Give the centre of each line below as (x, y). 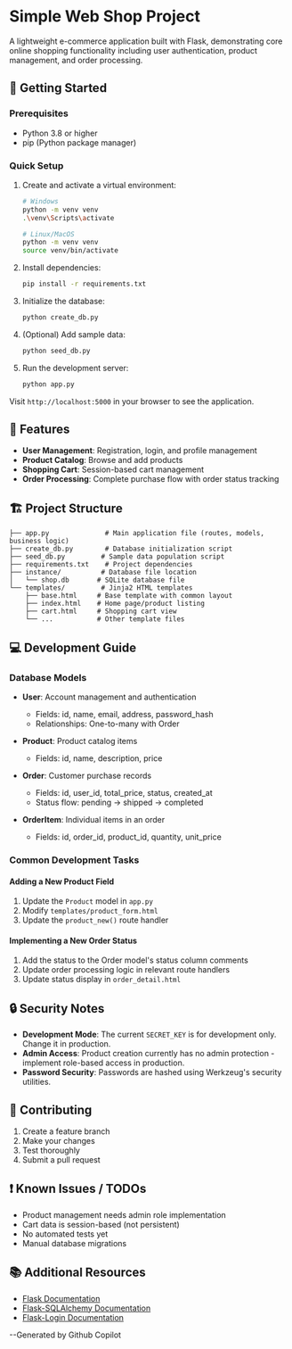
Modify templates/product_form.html (90, 911)
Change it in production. (66, 1044)
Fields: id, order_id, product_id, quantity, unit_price (129, 837)
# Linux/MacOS (48, 234)
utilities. (36, 1082)
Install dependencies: (61, 268)
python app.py (48, 384)
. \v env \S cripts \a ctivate (68, 218)
